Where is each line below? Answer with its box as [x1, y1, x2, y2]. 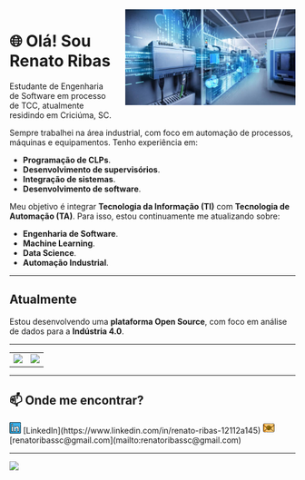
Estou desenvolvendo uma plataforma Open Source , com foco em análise [9, 316, 288, 327]
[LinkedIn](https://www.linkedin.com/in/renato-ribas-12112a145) [22, 425, 261, 436]
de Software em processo [9, 90, 106, 101]
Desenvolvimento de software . [22, 183, 142, 194]
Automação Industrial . [22, 257, 109, 268]
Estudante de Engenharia [9, 81, 104, 92]
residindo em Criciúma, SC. [9, 109, 112, 121]
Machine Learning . [22, 238, 95, 249]
